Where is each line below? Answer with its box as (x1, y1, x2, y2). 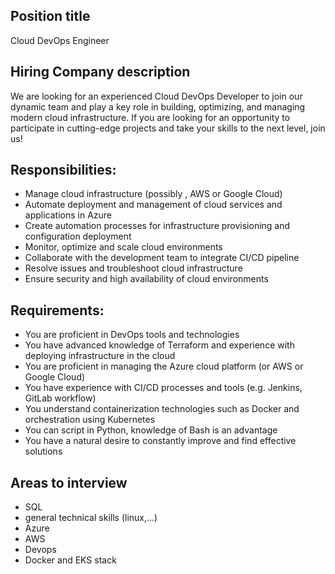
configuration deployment (24, 230, 132, 243)
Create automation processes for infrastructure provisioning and (24, 220, 291, 232)
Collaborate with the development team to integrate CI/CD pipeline (24, 252, 300, 264)
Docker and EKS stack (24, 554, 117, 566)
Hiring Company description (10, 64, 191, 81)
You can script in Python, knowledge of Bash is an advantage (24, 424, 278, 436)
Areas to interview (10, 474, 128, 491)
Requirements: (10, 302, 105, 319)
